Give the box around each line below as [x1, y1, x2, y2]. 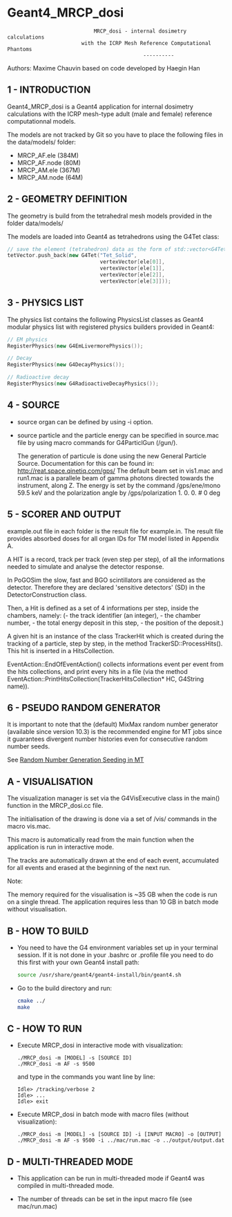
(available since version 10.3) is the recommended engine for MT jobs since [7, 728, 222, 736]
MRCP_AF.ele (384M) [17, 151, 79, 160]
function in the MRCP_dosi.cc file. [7, 802, 104, 810]
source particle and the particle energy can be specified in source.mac [17, 431, 220, 440]
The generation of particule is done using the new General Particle [17, 451, 207, 460]
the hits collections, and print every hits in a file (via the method [7, 667, 188, 675]
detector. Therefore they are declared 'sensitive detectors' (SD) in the [7, 583, 206, 592]
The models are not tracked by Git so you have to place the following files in [7, 130, 223, 139]
